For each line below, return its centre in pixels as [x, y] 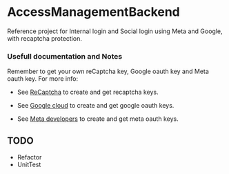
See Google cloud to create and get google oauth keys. [96, 106]
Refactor [29, 157]
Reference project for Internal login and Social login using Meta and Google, [115, 31]
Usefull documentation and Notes [65, 56]
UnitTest [29, 165]
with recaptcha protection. [45, 38]
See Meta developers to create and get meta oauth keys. [98, 119]
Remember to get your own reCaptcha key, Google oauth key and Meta [108, 71]
